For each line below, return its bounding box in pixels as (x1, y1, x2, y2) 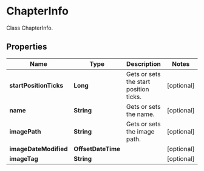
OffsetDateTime (73, 144, 121, 153)
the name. (126, 110, 155, 118)
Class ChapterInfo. (6, 24, 53, 31)
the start (126, 77, 151, 86)
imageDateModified (9, 144, 68, 153)
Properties (6, 42, 47, 52)
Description (126, 59, 161, 68)
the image (126, 127, 155, 135)
